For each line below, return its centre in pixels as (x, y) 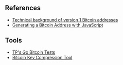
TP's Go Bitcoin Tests (34, 52)
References (23, 8)
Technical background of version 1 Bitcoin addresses (65, 20)
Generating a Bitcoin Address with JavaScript (58, 25)
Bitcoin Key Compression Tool (42, 57)
